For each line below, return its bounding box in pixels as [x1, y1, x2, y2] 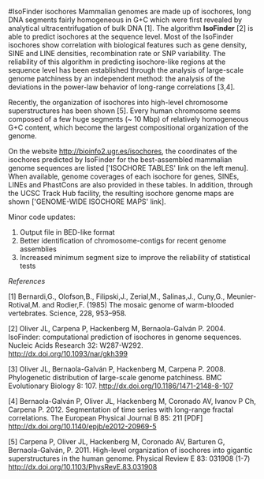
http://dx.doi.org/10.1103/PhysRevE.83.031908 [8, 462, 158, 471]
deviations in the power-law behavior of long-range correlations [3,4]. [8, 82, 236, 92]
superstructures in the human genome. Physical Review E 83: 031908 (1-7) [8, 454, 251, 463]
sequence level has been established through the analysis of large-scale [8, 66, 244, 74]
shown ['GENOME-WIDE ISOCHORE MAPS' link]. [8, 197, 167, 206]
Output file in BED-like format [19, 228, 116, 236]
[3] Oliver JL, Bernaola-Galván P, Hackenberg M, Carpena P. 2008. [8, 364, 226, 374]
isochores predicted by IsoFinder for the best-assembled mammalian [8, 155, 232, 164]
